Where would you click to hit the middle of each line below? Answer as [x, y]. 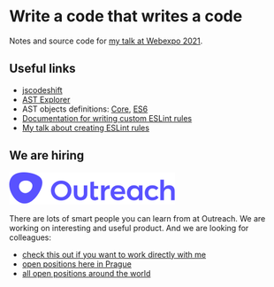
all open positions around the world [86, 273]
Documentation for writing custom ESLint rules [107, 118]
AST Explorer [46, 99]
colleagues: [30, 237]
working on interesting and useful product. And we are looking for [129, 228]
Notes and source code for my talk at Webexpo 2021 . [106, 41]
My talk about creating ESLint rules [86, 128]
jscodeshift [42, 89]
